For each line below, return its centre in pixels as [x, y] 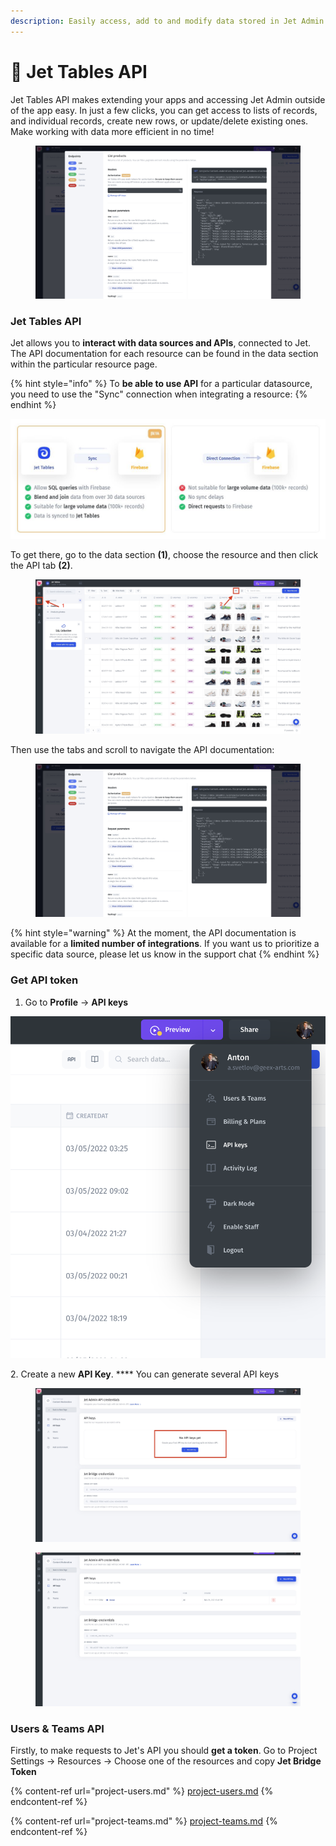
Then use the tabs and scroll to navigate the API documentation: [142, 749]
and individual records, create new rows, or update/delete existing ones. [159, 121]
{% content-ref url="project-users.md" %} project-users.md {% [142, 1791]
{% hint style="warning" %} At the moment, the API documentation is [153, 933]
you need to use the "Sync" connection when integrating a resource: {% [159, 394]
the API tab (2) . [41, 566]
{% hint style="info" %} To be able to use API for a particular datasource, [161, 384]
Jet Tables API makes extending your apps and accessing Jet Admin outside [168, 99]
